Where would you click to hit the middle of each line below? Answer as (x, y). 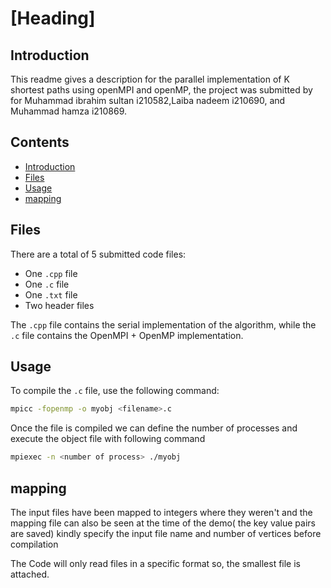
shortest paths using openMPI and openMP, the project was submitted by (161, 90)
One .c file (47, 284)
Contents (40, 142)
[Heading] (53, 18)
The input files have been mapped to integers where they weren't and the (161, 512)
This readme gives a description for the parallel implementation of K (150, 79)
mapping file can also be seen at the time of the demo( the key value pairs (163, 523)
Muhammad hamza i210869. (69, 111)
